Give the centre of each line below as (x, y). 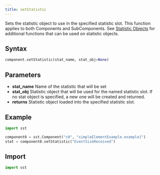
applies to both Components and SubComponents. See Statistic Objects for (80, 28)
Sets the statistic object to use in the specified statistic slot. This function (78, 23)
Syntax (16, 49)
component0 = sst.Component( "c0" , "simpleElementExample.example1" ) (75, 137)
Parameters (23, 75)
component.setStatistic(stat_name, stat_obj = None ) (57, 60)
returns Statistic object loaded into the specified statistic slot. (73, 102)
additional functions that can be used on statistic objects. (62, 33)
